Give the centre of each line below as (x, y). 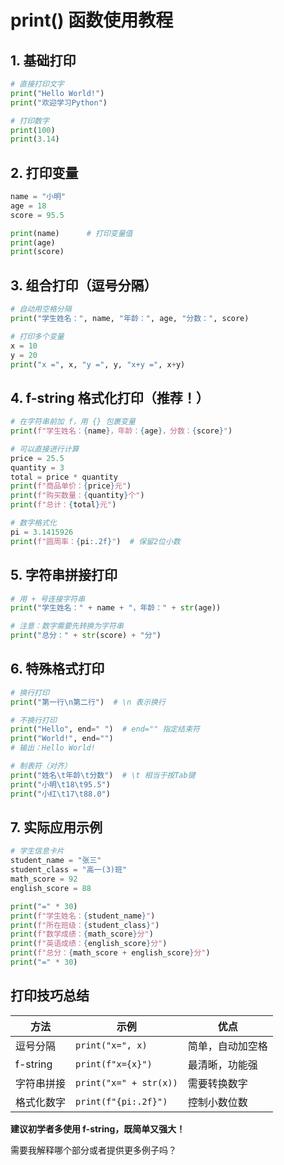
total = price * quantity (64, 477)
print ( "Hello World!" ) (57, 93)
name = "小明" (38, 197)
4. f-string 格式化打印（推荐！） (110, 397)
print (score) (37, 252)
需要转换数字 (217, 1083)
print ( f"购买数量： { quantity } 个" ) (77, 496)
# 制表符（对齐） (41, 766)
